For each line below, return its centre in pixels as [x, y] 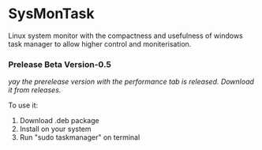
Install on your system [56, 129]
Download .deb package [60, 121]
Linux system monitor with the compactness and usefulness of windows [125, 36]
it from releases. [35, 90]
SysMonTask [51, 14]
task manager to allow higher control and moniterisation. [100, 43]
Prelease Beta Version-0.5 [60, 64]
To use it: [23, 105]
